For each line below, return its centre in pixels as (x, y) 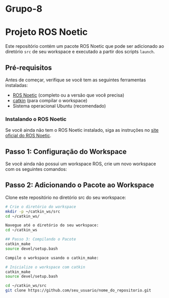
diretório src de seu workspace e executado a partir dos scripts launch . (80, 52)
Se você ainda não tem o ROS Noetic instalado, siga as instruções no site (82, 130)
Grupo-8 (24, 9)
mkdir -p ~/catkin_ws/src (33, 212)
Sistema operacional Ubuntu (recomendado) (59, 106)
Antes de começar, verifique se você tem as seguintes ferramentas (76, 80)
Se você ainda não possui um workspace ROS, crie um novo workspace (81, 164)
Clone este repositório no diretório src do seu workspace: (66, 197)
